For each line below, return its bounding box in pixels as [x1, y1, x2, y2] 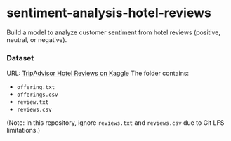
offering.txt [16, 84, 55, 91]
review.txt [16, 99, 49, 106]
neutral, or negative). [6, 35, 67, 43]
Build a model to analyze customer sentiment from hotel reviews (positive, [6, 28, 221, 36]
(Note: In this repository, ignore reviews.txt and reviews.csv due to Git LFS [6, 119, 225, 127]
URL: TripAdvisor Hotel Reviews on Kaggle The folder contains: [6, 69, 190, 78]
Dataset [6, 53, 34, 62]
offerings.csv [16, 91, 58, 99]
